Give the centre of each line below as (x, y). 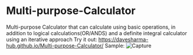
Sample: (115, 46)
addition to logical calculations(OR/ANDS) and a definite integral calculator (97, 33)
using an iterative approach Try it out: (52, 39)
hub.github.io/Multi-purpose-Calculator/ (55, 46)
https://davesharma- (123, 39)
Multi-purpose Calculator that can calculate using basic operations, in (91, 27)
